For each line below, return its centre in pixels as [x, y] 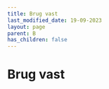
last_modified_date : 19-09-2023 [54, 20]
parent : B [22, 33]
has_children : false [38, 40]
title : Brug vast [33, 14]
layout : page [26, 27]
